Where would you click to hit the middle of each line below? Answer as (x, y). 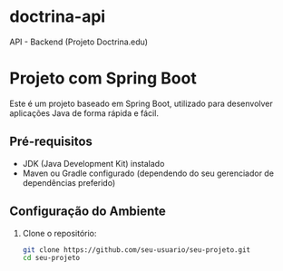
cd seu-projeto (51, 258)
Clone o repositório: (59, 233)
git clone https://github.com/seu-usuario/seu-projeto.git (137, 250)
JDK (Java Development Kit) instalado (93, 163)
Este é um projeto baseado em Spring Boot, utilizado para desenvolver (141, 103)
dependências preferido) (69, 182)
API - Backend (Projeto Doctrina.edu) (78, 42)
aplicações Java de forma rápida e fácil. (84, 113)
